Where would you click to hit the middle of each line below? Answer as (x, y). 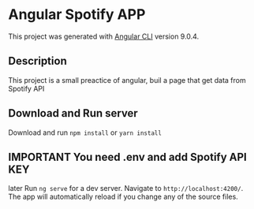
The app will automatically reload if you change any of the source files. (123, 197)
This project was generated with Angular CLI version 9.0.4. (104, 36)
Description (37, 61)
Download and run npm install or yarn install (85, 132)
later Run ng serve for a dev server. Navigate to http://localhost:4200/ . (126, 188)
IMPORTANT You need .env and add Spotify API (127, 157)
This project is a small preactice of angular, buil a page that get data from (127, 80)
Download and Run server (73, 113)
